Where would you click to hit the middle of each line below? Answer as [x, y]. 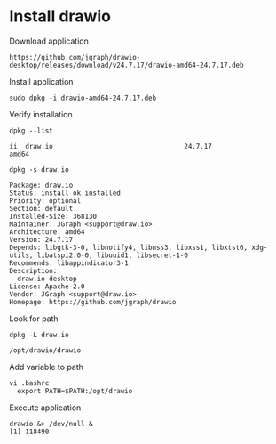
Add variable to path [47, 367]
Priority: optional [45, 201]
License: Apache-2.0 [47, 287]
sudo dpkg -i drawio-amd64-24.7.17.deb [83, 98]
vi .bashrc [29, 383]
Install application [41, 81]
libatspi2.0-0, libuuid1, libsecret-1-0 [113, 255]
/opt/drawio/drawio [45, 350]
